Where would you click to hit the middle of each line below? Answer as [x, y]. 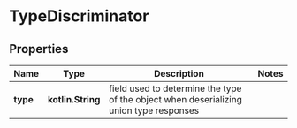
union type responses [154, 110]
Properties [39, 49]
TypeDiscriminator [79, 16]
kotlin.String [74, 99]
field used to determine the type [175, 88]
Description [179, 74]
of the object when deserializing [176, 99]
